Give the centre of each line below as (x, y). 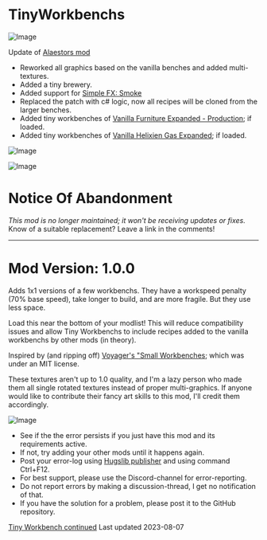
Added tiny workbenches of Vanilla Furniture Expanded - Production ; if (135, 118)
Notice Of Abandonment (91, 199)
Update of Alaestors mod (49, 52)
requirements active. (53, 444)
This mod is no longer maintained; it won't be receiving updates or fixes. (127, 220)
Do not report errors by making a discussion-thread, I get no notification (138, 486)
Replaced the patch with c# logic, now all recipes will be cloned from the (139, 101)
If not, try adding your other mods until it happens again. (112, 452)
